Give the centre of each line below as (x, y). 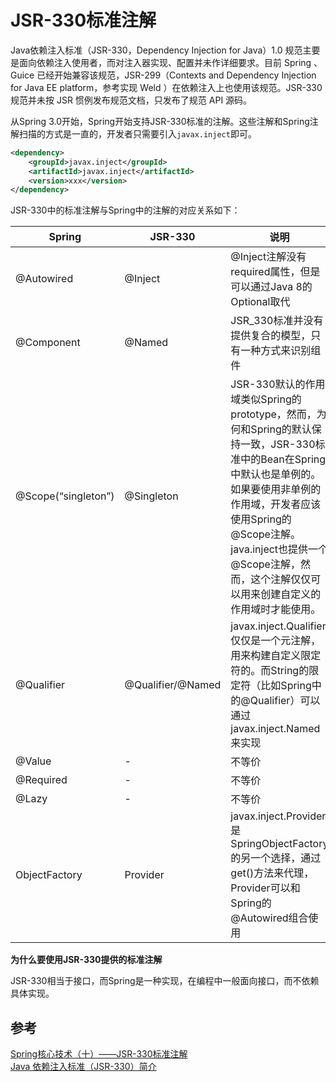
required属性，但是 (275, 272)
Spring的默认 (281, 429)
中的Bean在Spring (283, 459)
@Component (48, 343)
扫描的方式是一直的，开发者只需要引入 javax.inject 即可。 (137, 133)
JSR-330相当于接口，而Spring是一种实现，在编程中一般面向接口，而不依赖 (165, 981)
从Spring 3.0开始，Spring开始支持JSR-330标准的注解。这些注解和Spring (160, 121)
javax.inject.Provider (278, 816)
